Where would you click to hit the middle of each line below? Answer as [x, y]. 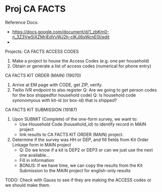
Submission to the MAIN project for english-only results [75, 170]
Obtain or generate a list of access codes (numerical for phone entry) [82, 66]
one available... [35, 155]
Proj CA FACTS [35, 9]
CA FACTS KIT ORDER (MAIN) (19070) [43, 75]
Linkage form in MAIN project [42, 144]
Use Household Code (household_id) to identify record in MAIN [83, 124]
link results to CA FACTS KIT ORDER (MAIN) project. [72, 134]
